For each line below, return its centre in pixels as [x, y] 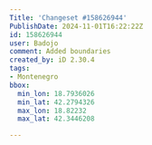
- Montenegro [34, 77]
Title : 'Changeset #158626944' [68, 18]
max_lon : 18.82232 [52, 111]
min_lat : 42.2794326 [56, 102]
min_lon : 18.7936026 [56, 93]
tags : [19, 69]
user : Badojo [34, 43]
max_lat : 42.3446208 [56, 119]
